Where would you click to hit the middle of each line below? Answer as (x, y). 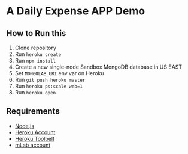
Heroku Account (35, 132)
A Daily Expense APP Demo (76, 11)
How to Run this (36, 33)
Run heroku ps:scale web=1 (48, 86)
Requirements (33, 112)
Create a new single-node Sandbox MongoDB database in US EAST (98, 67)
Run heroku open (35, 92)
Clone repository (36, 48)
